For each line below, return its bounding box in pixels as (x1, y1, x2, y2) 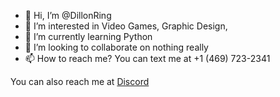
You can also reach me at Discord (10, 76, 150, 87)
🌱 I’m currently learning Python (24, 31, 153, 42)
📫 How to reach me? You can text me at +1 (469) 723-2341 (24, 53, 271, 64)
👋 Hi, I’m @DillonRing (24, 10, 112, 21)
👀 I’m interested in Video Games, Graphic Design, (24, 20, 228, 32)
